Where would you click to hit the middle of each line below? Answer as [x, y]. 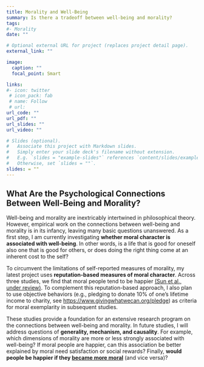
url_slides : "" [25, 124]
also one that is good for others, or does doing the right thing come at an [97, 250]
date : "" [17, 35]
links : [15, 85]
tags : [13, 23]
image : [15, 62]
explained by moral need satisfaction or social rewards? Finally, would [94, 351]
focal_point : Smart [36, 74]
